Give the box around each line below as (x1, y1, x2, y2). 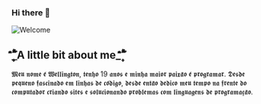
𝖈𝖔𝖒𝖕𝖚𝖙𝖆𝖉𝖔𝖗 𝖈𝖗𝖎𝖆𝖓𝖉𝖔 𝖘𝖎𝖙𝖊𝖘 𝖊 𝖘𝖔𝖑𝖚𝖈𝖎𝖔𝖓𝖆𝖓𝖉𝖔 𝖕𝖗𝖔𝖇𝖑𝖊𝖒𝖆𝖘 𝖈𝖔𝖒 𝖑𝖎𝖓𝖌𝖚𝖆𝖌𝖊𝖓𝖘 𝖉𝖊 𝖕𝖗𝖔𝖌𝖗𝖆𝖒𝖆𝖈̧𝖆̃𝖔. (11, 87, 254, 97)
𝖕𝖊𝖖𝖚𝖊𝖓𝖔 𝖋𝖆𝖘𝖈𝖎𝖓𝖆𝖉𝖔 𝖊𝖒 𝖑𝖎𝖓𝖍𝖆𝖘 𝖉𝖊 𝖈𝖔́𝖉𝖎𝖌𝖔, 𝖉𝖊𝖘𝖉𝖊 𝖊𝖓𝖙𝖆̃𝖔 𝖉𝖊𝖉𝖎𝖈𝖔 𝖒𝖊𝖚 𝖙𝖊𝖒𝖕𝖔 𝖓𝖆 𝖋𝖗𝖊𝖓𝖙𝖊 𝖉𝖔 (11, 79, 247, 88)
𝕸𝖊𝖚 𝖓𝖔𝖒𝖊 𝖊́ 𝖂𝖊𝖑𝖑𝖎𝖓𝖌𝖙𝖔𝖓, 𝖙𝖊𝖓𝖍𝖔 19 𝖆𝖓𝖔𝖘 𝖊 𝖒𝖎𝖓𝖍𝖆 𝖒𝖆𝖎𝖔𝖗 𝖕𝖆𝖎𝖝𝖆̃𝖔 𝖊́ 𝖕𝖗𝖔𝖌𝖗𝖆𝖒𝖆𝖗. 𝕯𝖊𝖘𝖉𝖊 (11, 69, 246, 79)
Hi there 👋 (11, 7, 51, 18)
